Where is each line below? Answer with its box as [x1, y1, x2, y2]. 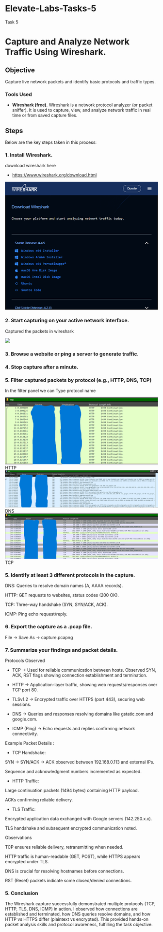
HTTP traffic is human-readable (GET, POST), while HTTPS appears [5, 854, 141, 859]
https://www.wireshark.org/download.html [12, 172, 97, 178]
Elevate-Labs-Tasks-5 [5, 3, 97, 14]
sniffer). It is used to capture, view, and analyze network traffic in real [12, 107, 151, 113]
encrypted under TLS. [5, 859, 49, 865]
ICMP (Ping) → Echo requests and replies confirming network [12, 726, 135, 732]
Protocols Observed [5, 658, 45, 663]
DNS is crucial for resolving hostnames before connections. [5, 868, 125, 874]
